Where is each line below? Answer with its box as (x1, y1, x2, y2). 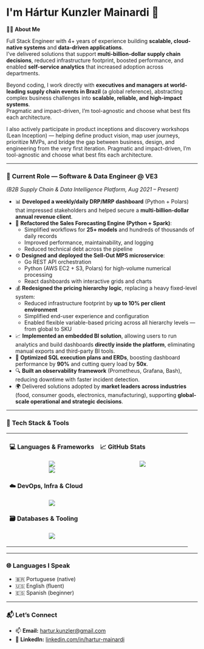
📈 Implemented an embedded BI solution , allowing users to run (15, 332, 177, 339)
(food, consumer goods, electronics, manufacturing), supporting (15, 392, 177, 399)
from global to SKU (24, 325, 72, 333)
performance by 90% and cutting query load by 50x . (15, 361, 149, 368)
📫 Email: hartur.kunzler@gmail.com (15, 627, 106, 634)
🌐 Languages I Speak (6, 562, 70, 570)
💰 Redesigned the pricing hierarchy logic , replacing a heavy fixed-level (15, 285, 197, 292)
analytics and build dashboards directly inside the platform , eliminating (15, 341, 195, 348)
